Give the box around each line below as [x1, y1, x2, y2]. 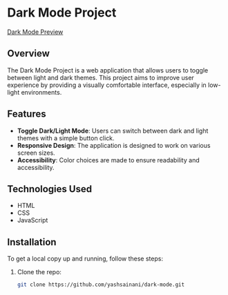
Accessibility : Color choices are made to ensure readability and [17, 155, 200, 164]
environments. [21, 88, 62, 96]
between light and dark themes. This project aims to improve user [7, 73, 195, 82]
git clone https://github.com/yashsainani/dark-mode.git [17, 281, 185, 288]
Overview [7, 48, 50, 59]
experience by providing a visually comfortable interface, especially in [7, 81, 207, 89]
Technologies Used [7, 183, 92, 195]
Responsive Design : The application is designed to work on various [17, 141, 211, 149]
